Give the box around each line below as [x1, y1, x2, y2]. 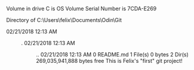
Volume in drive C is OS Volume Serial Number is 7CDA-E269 [6, 5, 157, 12]
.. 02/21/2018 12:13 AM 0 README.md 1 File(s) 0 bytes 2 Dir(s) [36, 51, 189, 58]
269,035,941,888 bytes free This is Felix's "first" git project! [36, 58, 183, 64]
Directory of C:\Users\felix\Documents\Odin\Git [6, 17, 122, 23]
